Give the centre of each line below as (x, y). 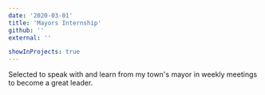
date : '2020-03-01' (41, 15)
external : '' (30, 38)
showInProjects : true (44, 52)
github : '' (26, 30)
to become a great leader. (51, 83)
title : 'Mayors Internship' (55, 23)
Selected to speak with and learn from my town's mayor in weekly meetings (133, 74)
